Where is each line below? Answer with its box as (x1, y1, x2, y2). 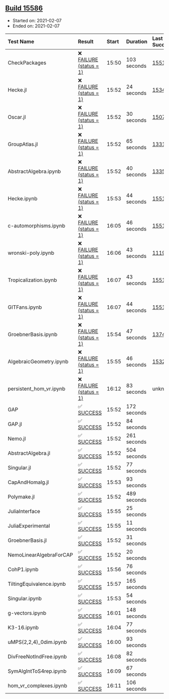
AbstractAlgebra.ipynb (8, 168, 61, 175)
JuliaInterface (8, 507, 40, 515)
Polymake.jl (8, 493, 35, 500)
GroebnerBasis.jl (8, 537, 47, 544)
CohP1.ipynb (8, 566, 39, 573)
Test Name (8, 38, 34, 45)
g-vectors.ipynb (8, 609, 47, 616)
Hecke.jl (8, 86, 27, 93)
